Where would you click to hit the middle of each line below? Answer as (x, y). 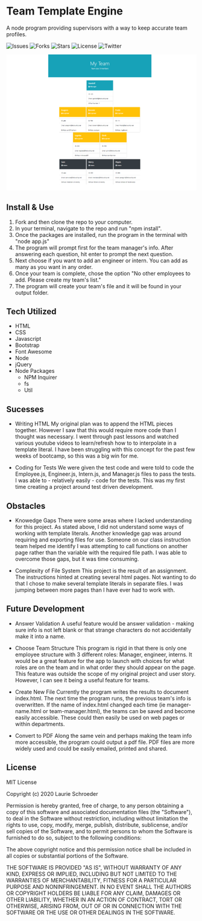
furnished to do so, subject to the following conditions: (74, 838)
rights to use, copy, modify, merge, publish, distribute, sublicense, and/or (97, 825)
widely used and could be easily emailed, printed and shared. (91, 748)
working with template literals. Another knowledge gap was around (98, 533)
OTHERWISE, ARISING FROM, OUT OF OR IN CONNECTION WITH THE (94, 906)
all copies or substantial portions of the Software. (67, 856)
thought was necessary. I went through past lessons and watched (97, 437)
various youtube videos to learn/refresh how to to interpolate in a (96, 443)
